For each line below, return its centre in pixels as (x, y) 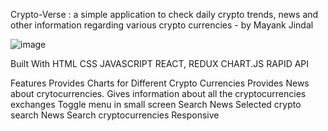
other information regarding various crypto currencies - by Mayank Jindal (162, 25)
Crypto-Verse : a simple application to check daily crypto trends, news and (164, 14)
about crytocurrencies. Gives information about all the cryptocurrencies (158, 93)
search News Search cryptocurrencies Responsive (115, 115)
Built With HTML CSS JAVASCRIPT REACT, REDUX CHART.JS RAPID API (160, 63)
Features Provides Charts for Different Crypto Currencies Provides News (160, 83)
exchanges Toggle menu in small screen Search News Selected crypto (156, 104)
